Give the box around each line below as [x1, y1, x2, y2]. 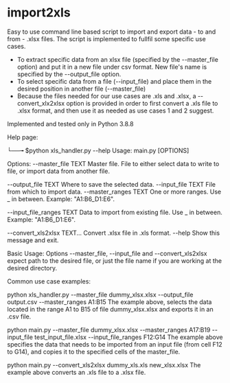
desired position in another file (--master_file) [16, 84, 146, 93]
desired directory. [7, 264, 57, 272]
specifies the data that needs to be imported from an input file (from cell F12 [7, 340, 223, 348]
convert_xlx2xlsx [16, 99, 65, 107]
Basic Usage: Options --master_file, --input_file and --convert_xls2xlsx [7, 249, 207, 257]
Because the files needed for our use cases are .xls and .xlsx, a [16, 91, 196, 100]
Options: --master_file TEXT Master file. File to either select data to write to [7, 159, 220, 167]
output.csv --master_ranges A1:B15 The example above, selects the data [7, 297, 212, 306]
